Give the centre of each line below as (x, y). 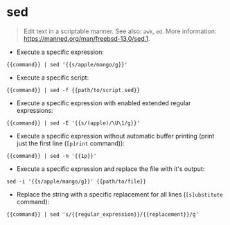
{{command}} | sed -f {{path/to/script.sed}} (73, 90)
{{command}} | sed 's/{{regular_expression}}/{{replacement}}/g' (103, 214)
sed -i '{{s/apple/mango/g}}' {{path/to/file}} (77, 181)
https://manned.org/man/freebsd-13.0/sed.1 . (87, 38)
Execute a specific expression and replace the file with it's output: (110, 169)
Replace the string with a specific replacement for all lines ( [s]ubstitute (120, 194)
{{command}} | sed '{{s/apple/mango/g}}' (67, 64)
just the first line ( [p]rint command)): (71, 143)
